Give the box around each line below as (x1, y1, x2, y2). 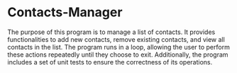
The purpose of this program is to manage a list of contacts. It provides (7, 28, 216, 36)
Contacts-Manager (7, 4, 123, 21)
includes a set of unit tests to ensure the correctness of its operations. (7, 57, 213, 66)
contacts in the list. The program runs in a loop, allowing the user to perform (7, 43, 231, 51)
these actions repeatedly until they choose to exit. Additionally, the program (7, 50, 228, 59)
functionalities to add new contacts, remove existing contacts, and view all (7, 35, 225, 43)
